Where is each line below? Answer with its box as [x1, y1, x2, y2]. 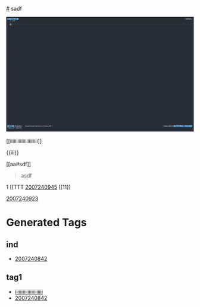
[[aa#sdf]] [6, 160, 32, 168]
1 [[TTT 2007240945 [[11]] [6, 183, 71, 191]
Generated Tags [6, 216, 87, 229]
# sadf [6, 5, 22, 12]
